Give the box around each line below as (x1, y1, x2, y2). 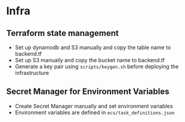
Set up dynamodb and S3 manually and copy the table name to (14, 44, 171, 51)
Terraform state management (6, 28, 119, 38)
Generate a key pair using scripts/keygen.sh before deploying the (14, 63, 179, 70)
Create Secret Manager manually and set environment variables (14, 102, 173, 109)
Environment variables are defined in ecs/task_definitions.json (14, 109, 175, 116)
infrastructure (14, 69, 49, 76)
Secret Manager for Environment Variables (6, 87, 169, 97)
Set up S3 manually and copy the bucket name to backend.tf (14, 57, 165, 63)
